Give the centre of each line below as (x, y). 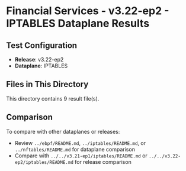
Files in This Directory (47, 84)
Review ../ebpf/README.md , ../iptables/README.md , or (80, 143)
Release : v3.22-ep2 (39, 59)
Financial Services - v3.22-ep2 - (88, 11)
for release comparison (103, 162)
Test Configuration (42, 45)
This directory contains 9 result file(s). (53, 98)
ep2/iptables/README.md (44, 162)
